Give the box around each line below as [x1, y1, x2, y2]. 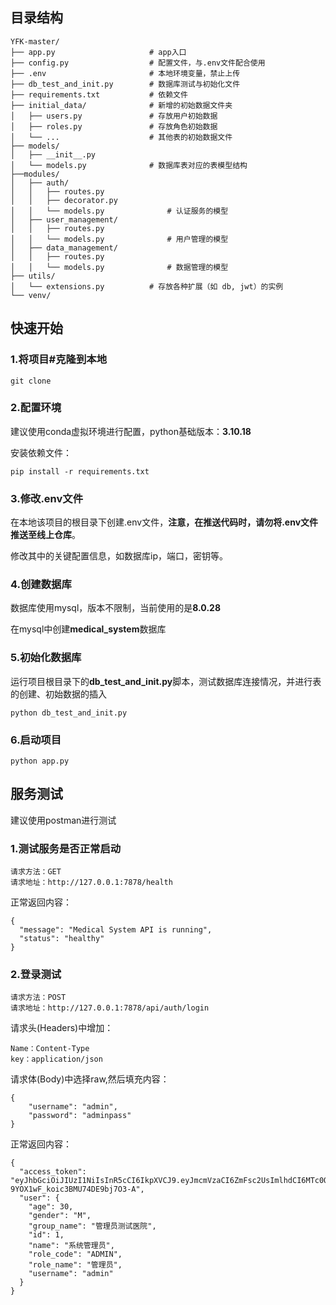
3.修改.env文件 [10, 491, 84, 505]
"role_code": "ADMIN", [28, 1249, 123, 1260]
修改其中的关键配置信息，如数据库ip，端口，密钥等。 [10, 550, 228, 562]
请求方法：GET [10, 867, 62, 877]
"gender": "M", [28, 1211, 92, 1221]
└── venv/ [10, 290, 52, 300]
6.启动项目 [10, 733, 62, 747]
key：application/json [10, 1054, 103, 1065]
